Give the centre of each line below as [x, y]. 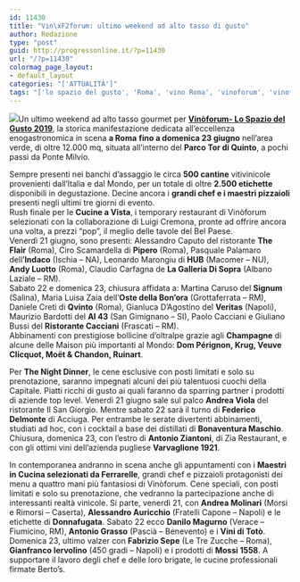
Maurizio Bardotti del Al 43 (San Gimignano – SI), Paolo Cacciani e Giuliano [147, 316]
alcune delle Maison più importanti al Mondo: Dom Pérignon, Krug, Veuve [146, 345]
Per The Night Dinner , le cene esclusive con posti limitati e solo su [132, 371]
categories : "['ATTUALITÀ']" [63, 84]
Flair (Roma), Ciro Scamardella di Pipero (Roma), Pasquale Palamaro [135, 250]
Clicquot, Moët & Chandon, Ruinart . [76, 354]
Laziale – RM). [35, 279]
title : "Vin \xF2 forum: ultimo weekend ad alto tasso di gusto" [129, 26]
